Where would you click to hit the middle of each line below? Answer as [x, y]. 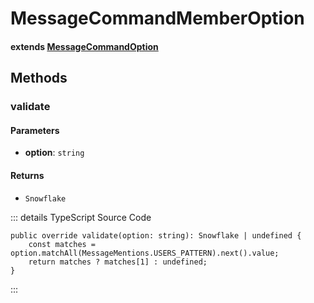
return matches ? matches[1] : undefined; [118, 262]
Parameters [35, 130]
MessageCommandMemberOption [157, 18]
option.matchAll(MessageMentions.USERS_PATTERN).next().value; [145, 253]
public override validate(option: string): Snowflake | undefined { [156, 235]
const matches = [62, 244]
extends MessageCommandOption [84, 46]
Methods [39, 78]
